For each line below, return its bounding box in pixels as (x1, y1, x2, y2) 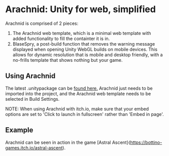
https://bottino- (130, 139, 162, 145)
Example (5, 126, 33, 135)
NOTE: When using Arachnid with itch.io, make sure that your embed (5, 105, 149, 112)
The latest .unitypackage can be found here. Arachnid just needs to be (5, 85, 153, 91)
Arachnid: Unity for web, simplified (5, 4, 156, 15)
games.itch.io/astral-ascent (5, 144, 63, 150)
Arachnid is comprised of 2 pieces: (5, 20, 79, 26)
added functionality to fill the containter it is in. (12, 35, 110, 42)
